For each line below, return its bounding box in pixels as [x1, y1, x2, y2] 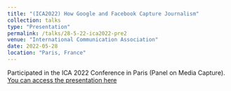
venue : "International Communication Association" [7, 36, 159, 43]
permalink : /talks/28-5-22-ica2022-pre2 [7, 29, 128, 37]
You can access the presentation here [7, 76, 117, 84]
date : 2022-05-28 [7, 43, 58, 50]
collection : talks [7, 17, 61, 24]
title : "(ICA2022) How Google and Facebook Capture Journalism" [7, 10, 199, 17]
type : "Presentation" [7, 23, 71, 30]
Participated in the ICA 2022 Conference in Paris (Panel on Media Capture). [7, 68, 226, 77]
